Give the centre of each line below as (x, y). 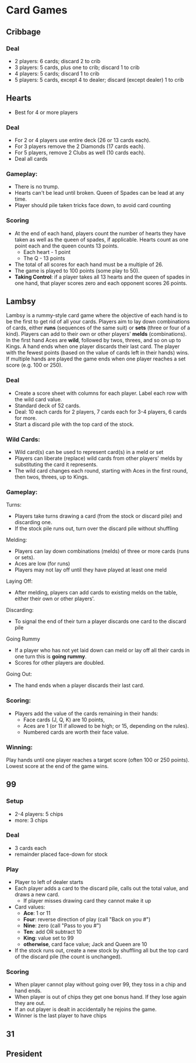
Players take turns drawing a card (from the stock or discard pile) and (98, 516)
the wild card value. (38, 399)
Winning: (20, 747)
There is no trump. (37, 187)
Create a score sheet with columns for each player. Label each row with (101, 393)
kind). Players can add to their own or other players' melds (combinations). (97, 334)
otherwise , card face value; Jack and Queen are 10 (85, 944)
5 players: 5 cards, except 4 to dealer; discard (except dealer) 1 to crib (99, 80)
